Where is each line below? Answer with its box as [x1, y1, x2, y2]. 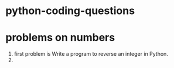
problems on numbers [5, 31, 115, 45]
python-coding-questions [5, 4, 135, 18]
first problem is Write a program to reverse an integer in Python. [13, 50, 168, 57]
